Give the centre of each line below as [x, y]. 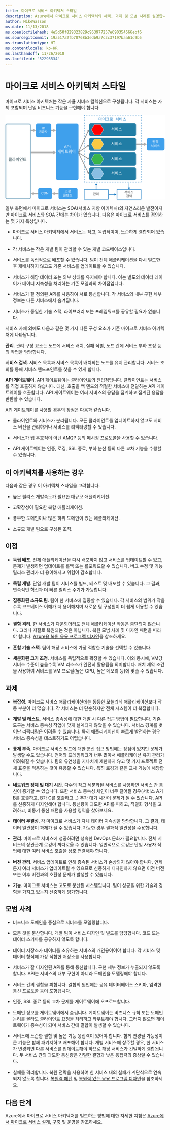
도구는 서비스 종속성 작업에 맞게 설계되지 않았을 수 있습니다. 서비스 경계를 [85, 725]
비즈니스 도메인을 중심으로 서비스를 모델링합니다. [61, 922]
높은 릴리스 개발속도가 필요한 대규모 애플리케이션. [61, 497]
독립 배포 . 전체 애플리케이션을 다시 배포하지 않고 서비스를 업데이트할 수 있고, [88, 560]
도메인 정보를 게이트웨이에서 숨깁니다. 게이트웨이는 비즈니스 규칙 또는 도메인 [88, 1013]
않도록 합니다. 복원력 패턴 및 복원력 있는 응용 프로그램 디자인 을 [84, 1079]
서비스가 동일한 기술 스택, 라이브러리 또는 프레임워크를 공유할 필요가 [80, 311]
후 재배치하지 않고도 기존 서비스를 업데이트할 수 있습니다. [69, 266]
